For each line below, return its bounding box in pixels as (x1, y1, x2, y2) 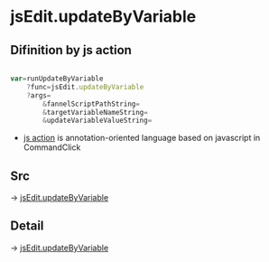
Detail (10, 219, 44, 234)
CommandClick (23, 142, 81, 153)
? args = (26, 90, 51, 100)
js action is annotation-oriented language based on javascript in (23, 133, 261, 144)
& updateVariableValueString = (42, 116, 153, 126)
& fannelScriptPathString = (42, 99, 141, 108)
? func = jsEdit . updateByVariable (26, 82, 144, 91)
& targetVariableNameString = (42, 108, 148, 117)
